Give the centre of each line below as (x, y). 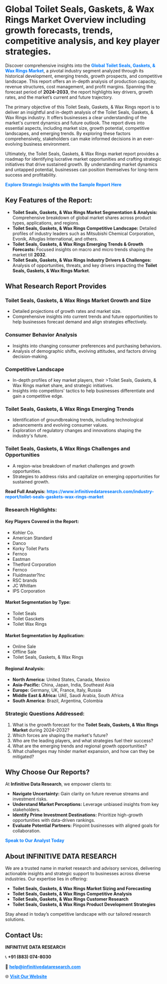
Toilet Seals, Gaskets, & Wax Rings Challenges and (68, 449)
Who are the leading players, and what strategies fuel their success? (83, 740)
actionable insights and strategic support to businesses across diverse (78, 874)
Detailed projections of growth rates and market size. (67, 311)
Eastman (21, 559)
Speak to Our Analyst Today (35, 841)
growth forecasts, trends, (59, 30)
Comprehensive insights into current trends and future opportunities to (85, 317)
